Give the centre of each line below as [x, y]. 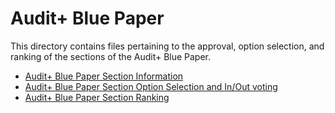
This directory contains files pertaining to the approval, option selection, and [167, 46]
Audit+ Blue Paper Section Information [104, 76]
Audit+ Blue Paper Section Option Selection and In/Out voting [151, 86]
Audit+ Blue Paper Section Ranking [97, 97]
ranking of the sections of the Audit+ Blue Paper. [111, 56]
